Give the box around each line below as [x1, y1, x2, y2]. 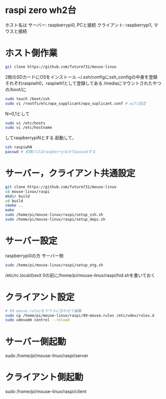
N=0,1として [5, 111, 30, 117]
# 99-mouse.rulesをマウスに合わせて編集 [5, 308, 82, 313]
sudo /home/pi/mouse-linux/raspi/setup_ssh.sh [5, 212, 103, 217]
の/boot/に [5, 86, 27, 92]
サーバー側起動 [5, 336, 66, 347]
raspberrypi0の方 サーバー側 [5, 253, 64, 259]
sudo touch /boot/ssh [5, 96, 50, 101]
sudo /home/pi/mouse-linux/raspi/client [5, 389, 87, 395]
